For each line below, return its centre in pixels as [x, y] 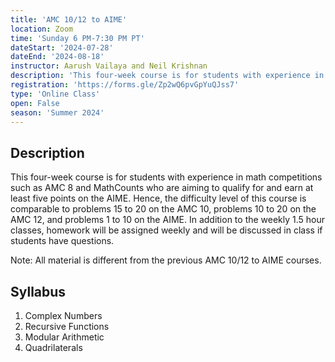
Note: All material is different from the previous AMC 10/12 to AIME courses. [166, 260]
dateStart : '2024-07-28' [62, 47]
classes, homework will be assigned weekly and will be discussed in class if [166, 230]
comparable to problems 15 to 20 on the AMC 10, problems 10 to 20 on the [163, 209]
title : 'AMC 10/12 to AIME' [69, 19]
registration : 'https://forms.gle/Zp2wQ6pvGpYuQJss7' [125, 85]
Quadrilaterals [53, 347]
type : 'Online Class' [55, 94]
